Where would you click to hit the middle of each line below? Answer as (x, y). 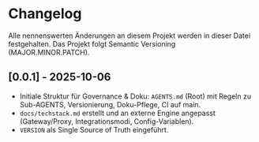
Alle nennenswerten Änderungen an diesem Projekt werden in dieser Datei (129, 35)
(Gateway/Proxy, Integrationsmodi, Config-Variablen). (107, 121)
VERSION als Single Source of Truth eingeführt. (94, 129)
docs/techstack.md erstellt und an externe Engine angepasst (117, 113)
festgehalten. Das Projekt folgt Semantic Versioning (92, 43)
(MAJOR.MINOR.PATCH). (49, 52)
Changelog (45, 14)
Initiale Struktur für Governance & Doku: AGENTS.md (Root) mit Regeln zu (135, 96)
